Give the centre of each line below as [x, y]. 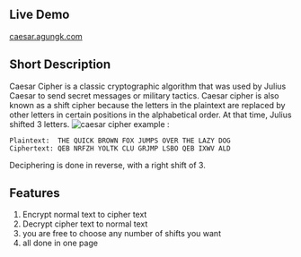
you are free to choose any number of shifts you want [122, 234]
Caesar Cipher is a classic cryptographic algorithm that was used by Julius [148, 86]
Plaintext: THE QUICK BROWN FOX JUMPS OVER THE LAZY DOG [120, 141]
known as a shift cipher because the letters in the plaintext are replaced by [147, 105]
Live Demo [40, 15]
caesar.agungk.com [46, 36]
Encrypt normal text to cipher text [84, 215]
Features [35, 193]
